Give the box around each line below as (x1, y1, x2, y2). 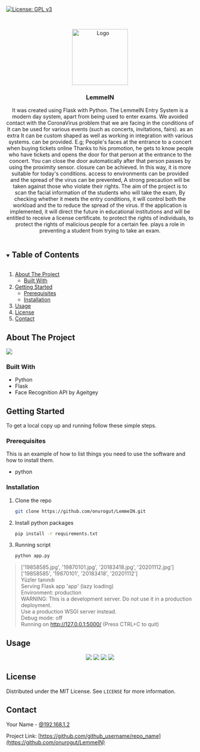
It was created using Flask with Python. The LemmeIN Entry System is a (11, 107, 189, 114)
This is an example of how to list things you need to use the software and (6, 450, 186, 457)
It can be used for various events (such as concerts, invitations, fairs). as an (7, 126, 193, 133)
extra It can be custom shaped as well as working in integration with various (7, 132, 193, 140)
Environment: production (20, 589, 82, 596)
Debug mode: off (20, 614, 63, 621)
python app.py (14, 553, 50, 559)
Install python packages (14, 519, 74, 526)
